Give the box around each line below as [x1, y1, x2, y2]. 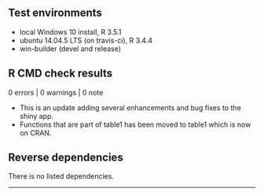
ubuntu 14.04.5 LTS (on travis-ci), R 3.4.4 [19, 35, 153, 45]
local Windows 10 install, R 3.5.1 [19, 27, 122, 36]
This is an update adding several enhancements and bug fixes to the [19, 102, 241, 113]
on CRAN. [19, 128, 52, 137]
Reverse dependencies [8, 151, 123, 165]
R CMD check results [8, 67, 113, 80]
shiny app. [19, 111, 53, 120]
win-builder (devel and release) [19, 43, 122, 54]
